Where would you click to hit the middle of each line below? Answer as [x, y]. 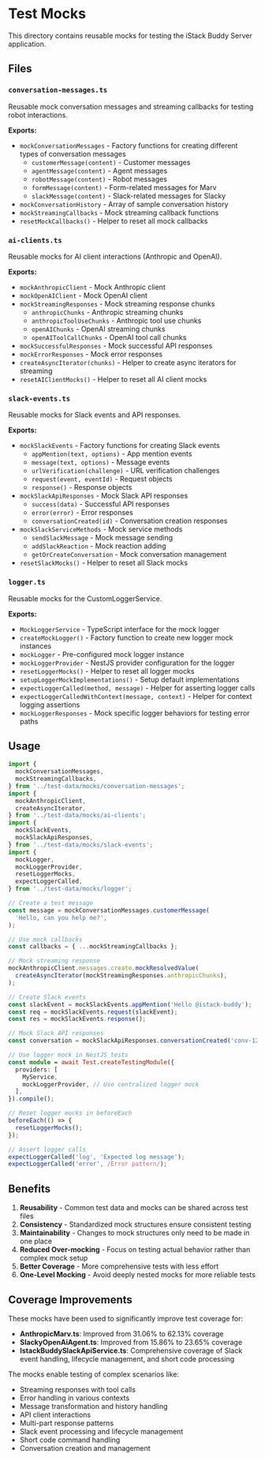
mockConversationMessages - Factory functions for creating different [129, 145]
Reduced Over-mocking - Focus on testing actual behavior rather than [135, 1250]
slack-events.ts [39, 398]
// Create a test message [50, 903]
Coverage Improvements [70, 1300]
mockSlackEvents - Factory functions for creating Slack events [120, 446]
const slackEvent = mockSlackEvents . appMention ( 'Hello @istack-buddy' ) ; [130, 1004]
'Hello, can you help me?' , [62, 917]
